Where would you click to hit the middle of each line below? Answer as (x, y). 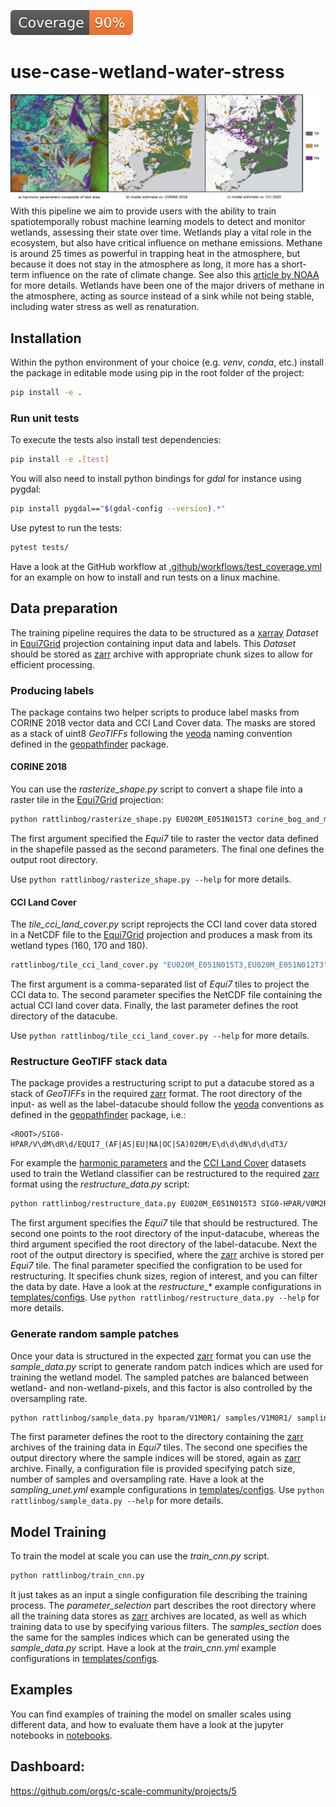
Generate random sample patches (95, 1334)
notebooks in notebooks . (61, 1735)
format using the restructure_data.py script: (100, 1184)
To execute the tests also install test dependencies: (116, 440)
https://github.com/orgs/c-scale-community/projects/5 (123, 1791)
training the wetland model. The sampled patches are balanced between (159, 1377)
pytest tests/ (40, 547)
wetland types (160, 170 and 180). (79, 946)
